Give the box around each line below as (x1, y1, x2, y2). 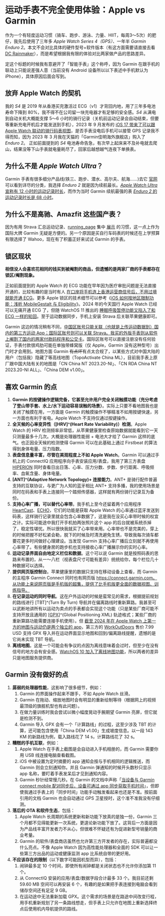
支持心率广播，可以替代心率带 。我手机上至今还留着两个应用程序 (12, 501, 141, 507)
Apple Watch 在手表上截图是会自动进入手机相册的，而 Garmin (19, 746, 145, 752)
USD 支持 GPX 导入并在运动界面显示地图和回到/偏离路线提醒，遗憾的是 (12, 630, 156, 636)
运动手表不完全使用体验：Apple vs (5, 4, 145, 16)
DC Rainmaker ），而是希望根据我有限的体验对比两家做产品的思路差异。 (5, 50, 148, 57)
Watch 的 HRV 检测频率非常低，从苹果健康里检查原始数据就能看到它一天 (12, 427, 159, 433)
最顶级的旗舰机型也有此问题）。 (19, 703, 82, 709)
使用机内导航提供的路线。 (28, 906, 80, 912)
